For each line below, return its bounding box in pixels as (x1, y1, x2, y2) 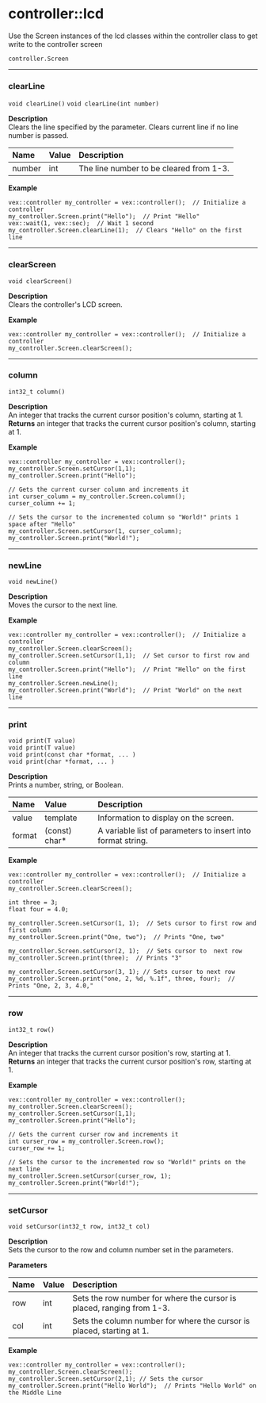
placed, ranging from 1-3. (72, 1302, 170, 1313)
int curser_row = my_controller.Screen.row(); (8, 1137, 165, 1145)
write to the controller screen (8, 39, 103, 48)
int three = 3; (8, 899, 59, 907)
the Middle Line (8, 1389, 62, 1397)
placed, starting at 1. (72, 1325, 150, 1336)
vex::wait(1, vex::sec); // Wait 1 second (8, 220, 154, 228)
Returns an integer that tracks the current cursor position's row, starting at (8, 1056, 252, 1066)
